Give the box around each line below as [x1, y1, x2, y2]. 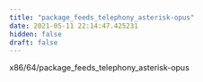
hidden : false [9, 29, 63, 38]
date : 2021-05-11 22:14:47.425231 [9, 21, 139, 30]
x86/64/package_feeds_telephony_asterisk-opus [9, 62, 190, 73]
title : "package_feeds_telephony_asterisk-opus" [9, 12, 195, 22]
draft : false [9, 37, 58, 47]
